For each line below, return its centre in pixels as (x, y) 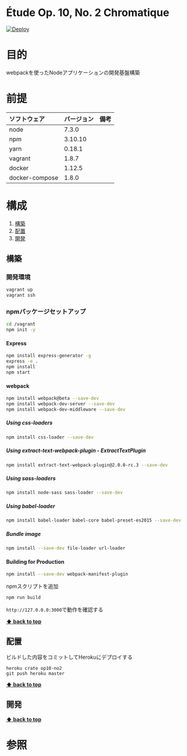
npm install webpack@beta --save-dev (53, 398)
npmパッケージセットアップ (46, 312)
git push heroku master (36, 674)
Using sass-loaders (31, 478)
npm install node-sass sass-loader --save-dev (65, 493)
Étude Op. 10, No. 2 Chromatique (88, 13)
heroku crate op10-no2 (34, 668)
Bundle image (24, 533)
